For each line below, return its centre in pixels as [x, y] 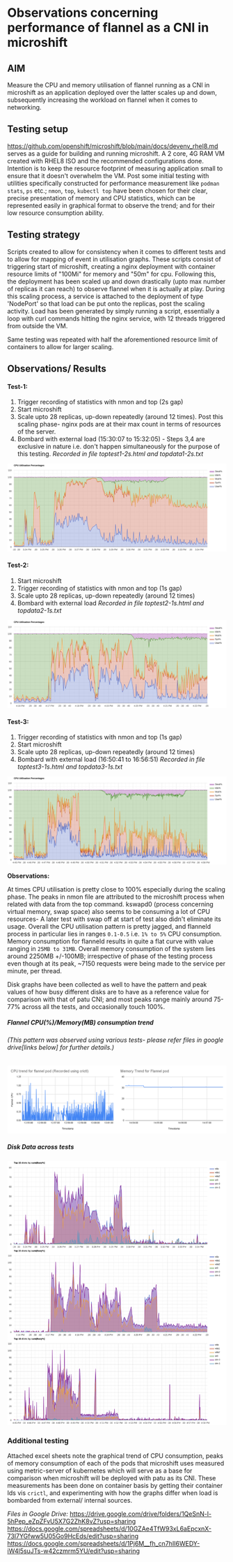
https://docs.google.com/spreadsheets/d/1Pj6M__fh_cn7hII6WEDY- [104, 1543]
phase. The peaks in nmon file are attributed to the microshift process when [116, 897]
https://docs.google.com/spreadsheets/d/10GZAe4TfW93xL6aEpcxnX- [110, 1528]
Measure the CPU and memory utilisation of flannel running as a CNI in [109, 85]
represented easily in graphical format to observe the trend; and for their [111, 205]
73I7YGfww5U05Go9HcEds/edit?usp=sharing [73, 1536]
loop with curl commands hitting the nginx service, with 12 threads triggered [116, 318]
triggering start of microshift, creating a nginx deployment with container [111, 266]
